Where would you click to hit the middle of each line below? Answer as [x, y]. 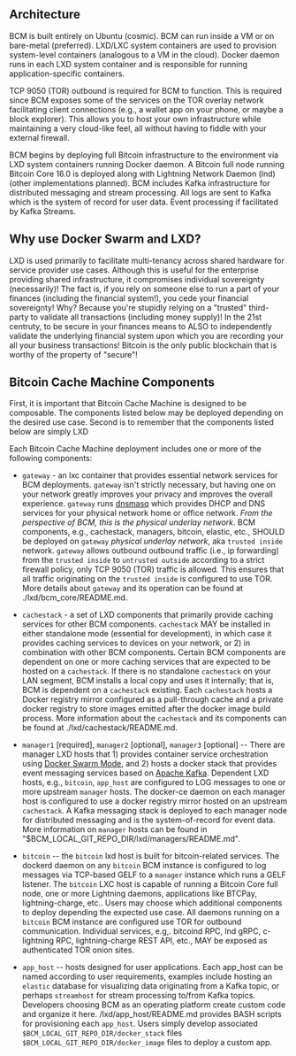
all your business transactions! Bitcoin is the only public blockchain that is [143, 345]
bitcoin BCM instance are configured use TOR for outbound [132, 922]
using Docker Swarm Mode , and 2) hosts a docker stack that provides [149, 764]
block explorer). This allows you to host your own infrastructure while [135, 119]
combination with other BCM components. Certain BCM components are [154, 652]
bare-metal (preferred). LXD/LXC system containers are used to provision [143, 45]
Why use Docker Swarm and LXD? [105, 239]
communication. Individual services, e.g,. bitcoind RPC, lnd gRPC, [141, 931]
